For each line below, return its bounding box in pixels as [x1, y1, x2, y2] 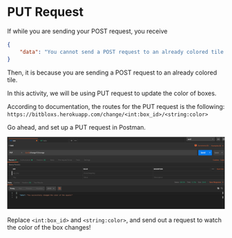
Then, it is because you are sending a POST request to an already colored [7, 68, 217, 77]
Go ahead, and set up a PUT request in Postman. [7, 123, 146, 131]
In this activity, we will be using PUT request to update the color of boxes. [7, 89, 217, 97]
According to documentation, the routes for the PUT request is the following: [7, 102, 225, 110]
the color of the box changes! [7, 223, 91, 231]
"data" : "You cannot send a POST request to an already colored [19, 48, 209, 55]
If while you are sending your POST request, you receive [7, 27, 168, 35]
